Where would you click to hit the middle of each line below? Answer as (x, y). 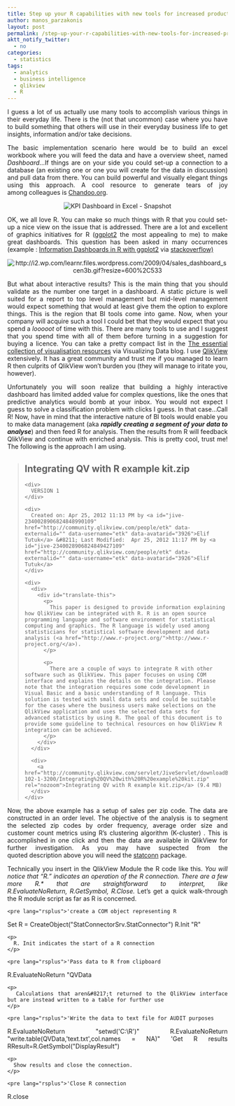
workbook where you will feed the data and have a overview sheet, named (117, 156)
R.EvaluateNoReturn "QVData (50, 974)
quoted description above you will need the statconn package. (97, 855)
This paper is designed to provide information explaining (137, 607)
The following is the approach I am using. (67, 446)
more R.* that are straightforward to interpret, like (117, 883)
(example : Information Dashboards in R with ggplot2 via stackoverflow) (111, 250)
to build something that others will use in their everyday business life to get (117, 127)
